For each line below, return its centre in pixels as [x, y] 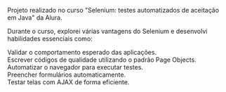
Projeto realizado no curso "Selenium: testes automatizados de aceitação [113, 10]
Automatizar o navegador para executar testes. [75, 67]
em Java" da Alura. [35, 18]
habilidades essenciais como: [50, 39]
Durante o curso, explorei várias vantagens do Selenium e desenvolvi [107, 31]
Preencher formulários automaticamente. [67, 74]
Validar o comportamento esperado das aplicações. [82, 52]
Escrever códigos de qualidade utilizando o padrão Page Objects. [102, 60]
